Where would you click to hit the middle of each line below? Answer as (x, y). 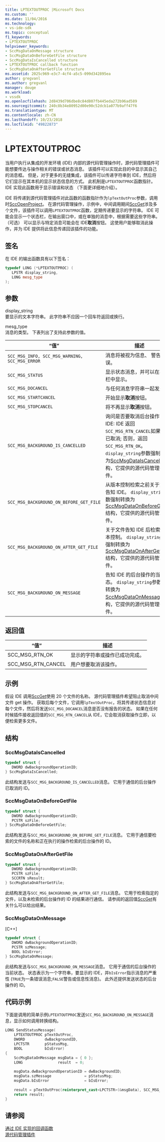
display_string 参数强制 (133, 453)
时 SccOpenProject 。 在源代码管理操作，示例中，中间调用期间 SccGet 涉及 (79, 204)
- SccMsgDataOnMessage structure (39, 51)
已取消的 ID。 (19, 788)
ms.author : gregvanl (26, 83)
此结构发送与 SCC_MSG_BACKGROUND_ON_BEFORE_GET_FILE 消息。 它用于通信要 (79, 835)
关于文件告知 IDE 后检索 (133, 530)
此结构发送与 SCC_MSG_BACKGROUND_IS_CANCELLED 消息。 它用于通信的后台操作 (81, 782)
